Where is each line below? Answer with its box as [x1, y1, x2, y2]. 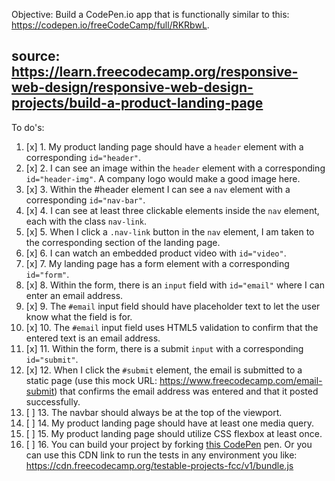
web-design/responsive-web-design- [11, 79, 254, 96]
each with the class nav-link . [25, 215, 148, 227]
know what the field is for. [25, 310, 133, 323]
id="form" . [25, 268, 70, 280]
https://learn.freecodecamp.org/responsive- [11, 64, 299, 81]
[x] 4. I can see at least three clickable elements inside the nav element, [25, 204, 320, 216]
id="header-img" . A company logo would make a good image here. [25, 172, 301, 184]
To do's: [11, 121, 45, 133]
